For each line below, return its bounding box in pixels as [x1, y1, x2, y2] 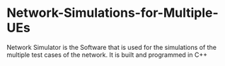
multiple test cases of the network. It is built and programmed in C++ [6, 51, 208, 59]
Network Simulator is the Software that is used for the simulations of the [6, 43, 217, 51]
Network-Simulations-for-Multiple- [6, 5, 219, 21]
